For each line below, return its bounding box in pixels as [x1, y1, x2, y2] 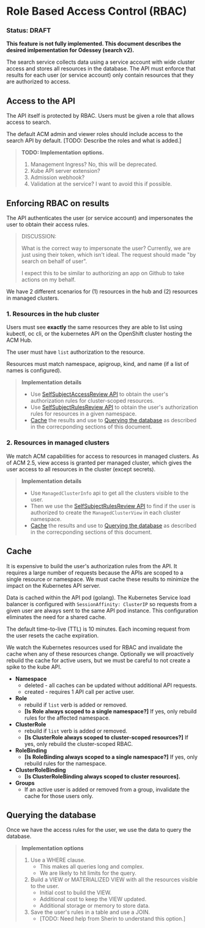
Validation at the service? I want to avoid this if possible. [30, 180, 173, 188]
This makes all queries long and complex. [39, 863, 144, 870]
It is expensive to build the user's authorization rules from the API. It [6, 562, 177, 569]
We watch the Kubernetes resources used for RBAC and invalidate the [6, 644, 183, 651]
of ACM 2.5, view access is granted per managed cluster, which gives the [6, 458, 192, 466]
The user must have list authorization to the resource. [6, 348, 145, 356]
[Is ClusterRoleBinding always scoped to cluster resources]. [24, 772, 181, 780]
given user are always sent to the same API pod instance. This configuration [6, 607, 198, 614]
